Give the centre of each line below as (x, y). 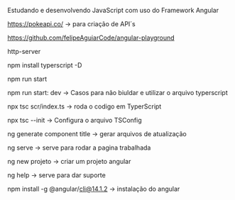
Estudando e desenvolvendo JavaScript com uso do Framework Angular (113, 10)
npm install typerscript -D (45, 65)
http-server (24, 51)
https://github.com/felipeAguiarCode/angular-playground (91, 38)
